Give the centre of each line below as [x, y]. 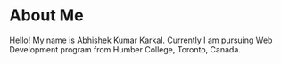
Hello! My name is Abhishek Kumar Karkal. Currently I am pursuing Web [141, 40]
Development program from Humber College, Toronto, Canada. [125, 49]
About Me [46, 16]
